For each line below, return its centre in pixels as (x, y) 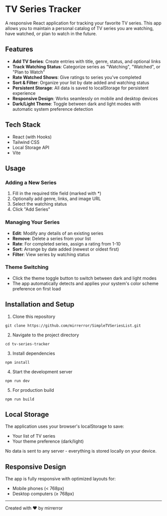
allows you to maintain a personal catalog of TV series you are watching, (80, 28)
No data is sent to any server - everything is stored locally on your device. (81, 451)
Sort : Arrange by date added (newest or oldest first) (66, 249)
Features (19, 49)
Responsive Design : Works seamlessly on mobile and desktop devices (85, 98)
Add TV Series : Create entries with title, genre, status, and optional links (86, 61)
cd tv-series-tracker (28, 344)
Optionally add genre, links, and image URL (56, 199)
